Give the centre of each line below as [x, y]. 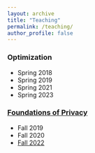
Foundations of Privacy [47, 113]
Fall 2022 [31, 143]
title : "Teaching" [34, 20]
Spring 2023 [35, 95]
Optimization [30, 58]
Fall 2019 [30, 128]
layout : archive [31, 14]
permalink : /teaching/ [40, 26]
